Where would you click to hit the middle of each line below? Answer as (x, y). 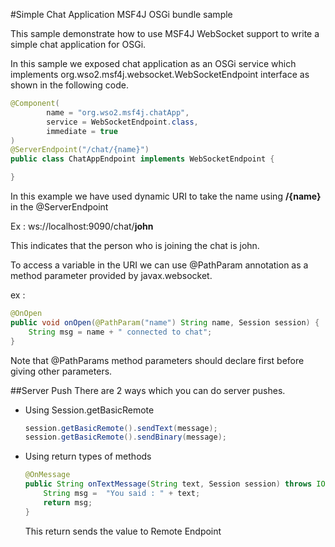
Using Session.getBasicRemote (89, 410)
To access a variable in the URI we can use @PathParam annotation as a (159, 265)
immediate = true (82, 131)
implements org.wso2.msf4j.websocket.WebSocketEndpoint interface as (160, 74)
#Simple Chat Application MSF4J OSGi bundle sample (121, 14)
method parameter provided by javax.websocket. (111, 275)
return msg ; (68, 502)
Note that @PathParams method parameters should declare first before (157, 360)
